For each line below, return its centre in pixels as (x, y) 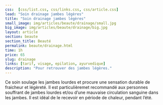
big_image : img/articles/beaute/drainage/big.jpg (56, 28)
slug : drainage (20, 59)
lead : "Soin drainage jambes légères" (44, 14)
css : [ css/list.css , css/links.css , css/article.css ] (62, 9)
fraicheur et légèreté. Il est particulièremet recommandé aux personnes (77, 87)
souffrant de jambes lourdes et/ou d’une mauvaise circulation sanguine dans (82, 92)
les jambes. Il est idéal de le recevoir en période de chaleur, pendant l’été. (79, 97)
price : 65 (15, 55)
